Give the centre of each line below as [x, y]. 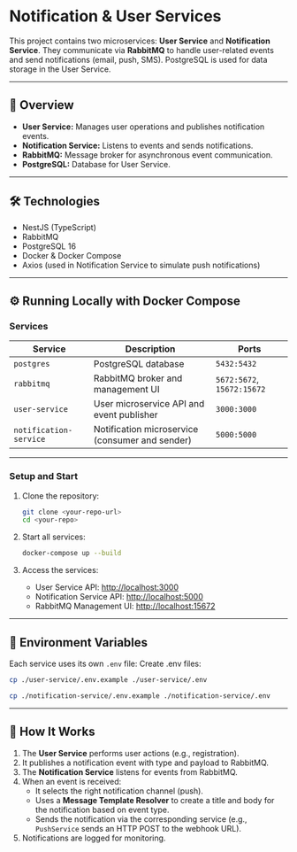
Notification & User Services [115, 16]
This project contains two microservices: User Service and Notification [140, 41]
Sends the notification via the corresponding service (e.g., [141, 819]
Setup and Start [43, 476]
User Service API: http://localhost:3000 [107, 587]
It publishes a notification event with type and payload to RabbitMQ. [145, 763]
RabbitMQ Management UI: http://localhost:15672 [125, 606]
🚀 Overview [42, 105]
